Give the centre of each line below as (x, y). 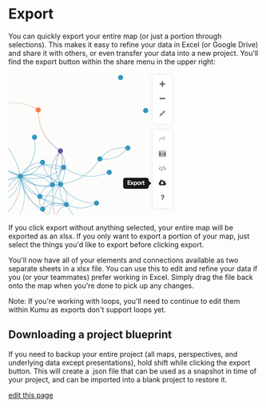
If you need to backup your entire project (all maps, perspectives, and (123, 354)
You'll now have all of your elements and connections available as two (123, 260)
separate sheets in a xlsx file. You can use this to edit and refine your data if (133, 268)
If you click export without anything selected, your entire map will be (121, 227)
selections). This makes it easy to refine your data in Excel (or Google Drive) (133, 44)
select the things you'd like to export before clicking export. (106, 244)
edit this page (31, 395)
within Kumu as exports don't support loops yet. (87, 310)
